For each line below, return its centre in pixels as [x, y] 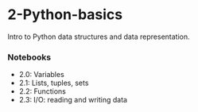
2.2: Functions [43, 91]
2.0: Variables [41, 75]
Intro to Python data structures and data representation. [99, 37]
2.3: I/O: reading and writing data [73, 100]
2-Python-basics [65, 15]
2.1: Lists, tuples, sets [54, 83]
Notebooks [29, 57]
